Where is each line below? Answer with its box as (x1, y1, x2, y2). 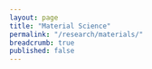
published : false (9, 47, 75, 56)
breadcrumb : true (9, 38, 75, 47)
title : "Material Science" (9, 22, 111, 30)
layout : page (9, 13, 59, 22)
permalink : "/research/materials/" (9, 30, 144, 39)
